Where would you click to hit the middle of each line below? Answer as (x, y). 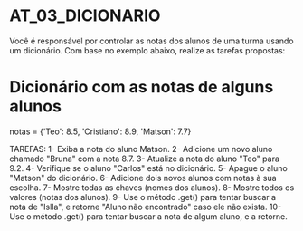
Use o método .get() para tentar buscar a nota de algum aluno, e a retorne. (148, 216)
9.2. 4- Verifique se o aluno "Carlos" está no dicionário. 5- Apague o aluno (148, 168)
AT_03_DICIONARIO (85, 16)
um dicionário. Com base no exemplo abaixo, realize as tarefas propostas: (147, 50)
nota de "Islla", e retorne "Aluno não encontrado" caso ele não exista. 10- (146, 207)
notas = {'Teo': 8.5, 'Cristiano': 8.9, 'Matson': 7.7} (100, 131)
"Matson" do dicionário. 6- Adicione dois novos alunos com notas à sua (143, 178)
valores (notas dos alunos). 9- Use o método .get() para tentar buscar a (143, 197)
